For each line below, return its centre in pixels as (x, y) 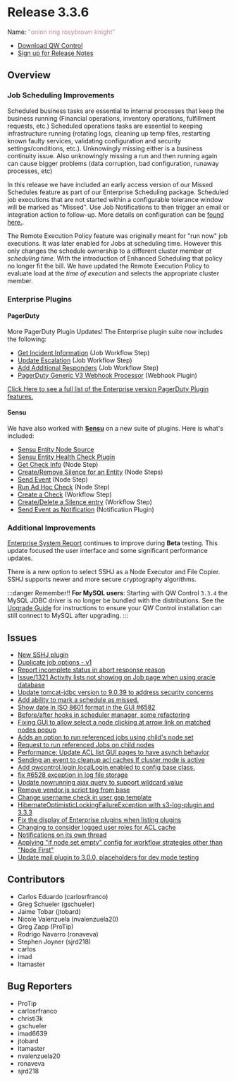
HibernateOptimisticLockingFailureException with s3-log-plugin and (116, 805)
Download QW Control (50, 45)
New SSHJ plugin (43, 655)
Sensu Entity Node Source (56, 449)
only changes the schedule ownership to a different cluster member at (110, 251)
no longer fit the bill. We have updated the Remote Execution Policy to (108, 266)
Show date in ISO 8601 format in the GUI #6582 (86, 708)
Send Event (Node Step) (52, 479)
